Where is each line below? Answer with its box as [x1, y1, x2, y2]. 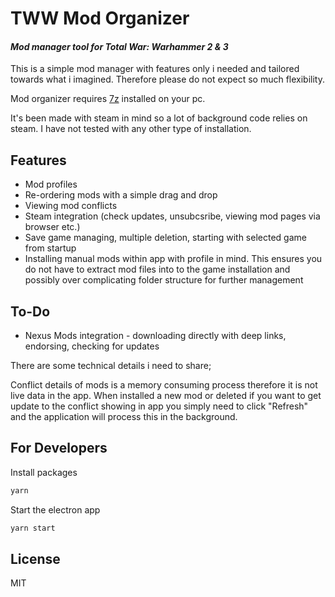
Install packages [10, 466, 78, 478]
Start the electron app [10, 503, 101, 516]
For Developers [10, 440, 108, 457]
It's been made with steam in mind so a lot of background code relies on [10, 112, 308, 124]
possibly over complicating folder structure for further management [24, 274, 304, 286]
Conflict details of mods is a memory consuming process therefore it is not [10, 379, 318, 391]
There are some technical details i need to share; [10, 360, 212, 372]
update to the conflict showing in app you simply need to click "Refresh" [10, 400, 309, 412]
